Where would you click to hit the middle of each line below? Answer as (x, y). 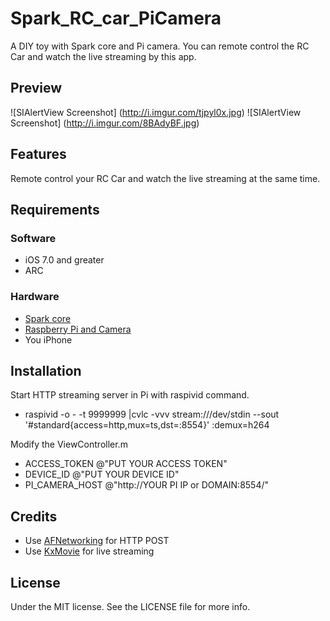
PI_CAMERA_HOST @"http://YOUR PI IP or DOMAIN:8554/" (147, 485)
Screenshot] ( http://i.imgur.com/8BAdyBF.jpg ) (105, 123)
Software (33, 238)
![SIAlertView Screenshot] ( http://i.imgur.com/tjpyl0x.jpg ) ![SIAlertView (156, 112)
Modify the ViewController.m (69, 444)
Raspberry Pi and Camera (78, 329)
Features (38, 154)
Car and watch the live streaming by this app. (103, 56)
